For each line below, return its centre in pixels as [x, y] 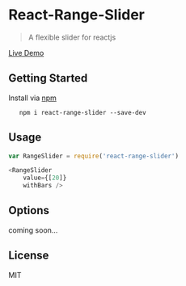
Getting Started [48, 78]
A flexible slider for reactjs [72, 37]
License [29, 256]
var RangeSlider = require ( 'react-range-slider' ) [94, 156]
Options [29, 210]
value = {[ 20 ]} [45, 178]
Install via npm [32, 98]
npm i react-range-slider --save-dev [83, 112]
